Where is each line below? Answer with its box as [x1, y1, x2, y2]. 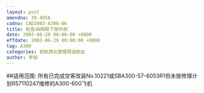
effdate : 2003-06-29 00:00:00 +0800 [6, 37, 100, 43]
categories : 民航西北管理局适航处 [6, 49, 85, 55]
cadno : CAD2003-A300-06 [6, 20, 68, 26]
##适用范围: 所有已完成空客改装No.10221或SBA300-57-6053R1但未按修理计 [6, 72, 198, 80]
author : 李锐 [6, 54, 38, 61]
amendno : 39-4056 [6, 15, 51, 21]
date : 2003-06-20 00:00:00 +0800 [6, 32, 92, 38]
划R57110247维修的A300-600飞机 [6, 80, 93, 87]
